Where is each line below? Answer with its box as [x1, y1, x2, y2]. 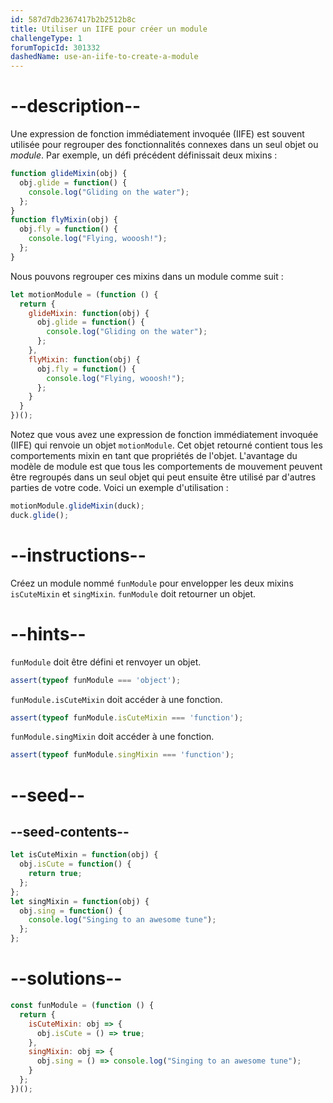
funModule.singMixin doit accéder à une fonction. [10, 731, 215, 743]
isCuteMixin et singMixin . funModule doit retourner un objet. [10, 587, 257, 600]
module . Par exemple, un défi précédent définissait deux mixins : [10, 149, 278, 161]
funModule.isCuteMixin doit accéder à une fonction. [10, 693, 223, 705]
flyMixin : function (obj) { [28, 354, 141, 365]
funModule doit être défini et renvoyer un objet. [10, 656, 202, 668]
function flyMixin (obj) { [10, 215, 118, 225]
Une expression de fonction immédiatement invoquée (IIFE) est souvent [10, 128, 305, 140]
